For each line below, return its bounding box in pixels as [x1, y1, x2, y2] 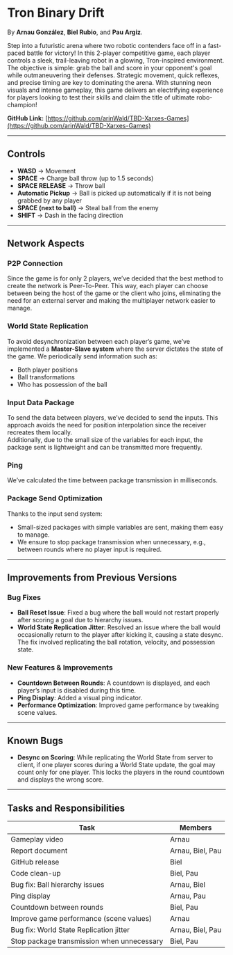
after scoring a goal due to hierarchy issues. [17, 616, 144, 624]
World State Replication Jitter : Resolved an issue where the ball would [17, 623, 221, 631]
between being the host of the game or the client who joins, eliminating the [7, 289, 221, 297]
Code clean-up [10, 869, 61, 878]
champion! [7, 100, 38, 109]
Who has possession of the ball [17, 380, 107, 388]
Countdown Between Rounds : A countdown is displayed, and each [17, 679, 210, 687]
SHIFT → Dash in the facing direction [17, 211, 123, 219]
